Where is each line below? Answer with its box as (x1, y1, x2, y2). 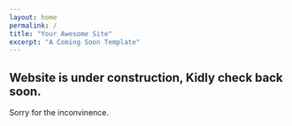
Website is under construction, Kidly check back (9, 70, 283, 85)
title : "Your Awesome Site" (9, 29, 113, 38)
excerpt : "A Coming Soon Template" (9, 37, 141, 47)
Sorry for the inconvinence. (9, 107, 109, 118)
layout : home (9, 12, 58, 22)
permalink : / (9, 21, 58, 30)
